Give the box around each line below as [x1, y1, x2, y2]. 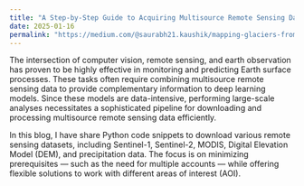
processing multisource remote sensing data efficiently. [9, 112, 217, 123]
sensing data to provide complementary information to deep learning [9, 83, 266, 95]
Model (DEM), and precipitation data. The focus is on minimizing [9, 149, 249, 160]
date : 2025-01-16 [9, 22, 75, 31]
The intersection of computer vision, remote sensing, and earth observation [9, 55, 291, 66]
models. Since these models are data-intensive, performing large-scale [9, 93, 275, 104]
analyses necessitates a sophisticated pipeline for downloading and [9, 103, 262, 114]
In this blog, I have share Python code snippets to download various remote [9, 130, 291, 141]
